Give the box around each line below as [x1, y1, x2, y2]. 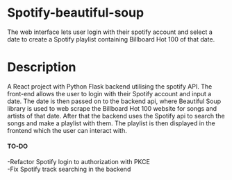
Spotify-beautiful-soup [7, 5, 144, 21]
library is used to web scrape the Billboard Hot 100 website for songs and [7, 104, 217, 112]
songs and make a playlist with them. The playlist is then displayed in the [7, 119, 215, 127]
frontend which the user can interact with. [7, 126, 127, 134]
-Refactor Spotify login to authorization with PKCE [7, 158, 151, 166]
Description [7, 60, 76, 75]
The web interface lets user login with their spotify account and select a [7, 28, 213, 36]
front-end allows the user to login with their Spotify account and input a [7, 89, 212, 98]
